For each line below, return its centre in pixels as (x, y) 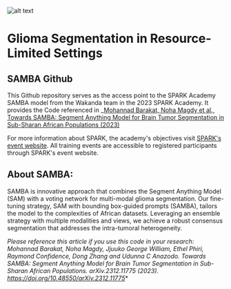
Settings (78, 54)
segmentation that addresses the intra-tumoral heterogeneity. (95, 227)
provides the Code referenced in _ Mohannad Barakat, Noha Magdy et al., (111, 110)
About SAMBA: (40, 175)
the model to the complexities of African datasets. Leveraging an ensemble (114, 213)
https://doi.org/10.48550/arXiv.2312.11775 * (68, 278)
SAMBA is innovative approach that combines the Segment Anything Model (114, 191)
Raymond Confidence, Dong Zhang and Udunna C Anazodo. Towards (107, 256)
